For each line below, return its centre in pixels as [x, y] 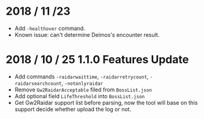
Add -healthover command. [50, 28]
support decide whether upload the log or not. [73, 109]
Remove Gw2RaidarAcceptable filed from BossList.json [83, 90]
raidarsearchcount [38, 83]
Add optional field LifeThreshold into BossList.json [80, 96]
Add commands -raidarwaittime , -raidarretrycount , [81, 76]
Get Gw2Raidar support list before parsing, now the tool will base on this [106, 102]
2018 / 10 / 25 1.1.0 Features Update [97, 60]
